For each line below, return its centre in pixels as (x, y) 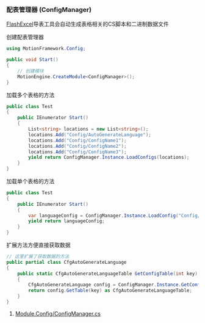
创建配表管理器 (25, 37)
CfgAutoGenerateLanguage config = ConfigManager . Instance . (105, 285)
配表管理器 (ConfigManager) (49, 9)
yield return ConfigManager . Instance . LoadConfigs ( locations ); (109, 158)
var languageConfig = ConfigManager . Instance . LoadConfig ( (103, 216)
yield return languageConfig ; (67, 221)
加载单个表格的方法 (31, 181)
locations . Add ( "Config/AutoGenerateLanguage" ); (90, 135)
